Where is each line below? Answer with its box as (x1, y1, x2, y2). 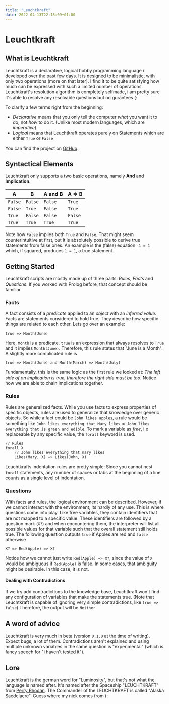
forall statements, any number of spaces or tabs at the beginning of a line (5, 470, 161, 476)
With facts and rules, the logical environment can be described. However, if (5, 499, 162, 505)
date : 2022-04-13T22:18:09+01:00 (5, 12, 76, 17)
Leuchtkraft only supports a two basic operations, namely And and (5, 173, 144, 179)
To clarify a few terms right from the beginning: (5, 104, 103, 110)
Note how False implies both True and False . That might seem (5, 231, 134, 238)
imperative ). (12, 124, 38, 130)
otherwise (5, 536, 26, 542)
